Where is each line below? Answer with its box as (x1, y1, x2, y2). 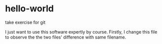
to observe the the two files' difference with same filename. (5, 34, 126, 40)
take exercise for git (5, 19, 46, 25)
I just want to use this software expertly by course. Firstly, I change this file (5, 29, 158, 35)
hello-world (5, 3, 54, 14)
